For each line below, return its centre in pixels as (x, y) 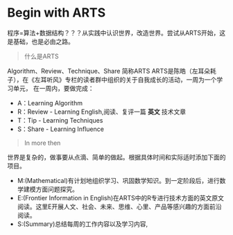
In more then (42, 143)
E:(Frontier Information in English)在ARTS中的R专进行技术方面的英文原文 (120, 198)
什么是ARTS (41, 56)
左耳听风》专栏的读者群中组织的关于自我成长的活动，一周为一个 (126, 79)
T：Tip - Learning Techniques (60, 120)
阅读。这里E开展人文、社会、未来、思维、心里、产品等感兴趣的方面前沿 (119, 207)
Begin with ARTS (57, 13)
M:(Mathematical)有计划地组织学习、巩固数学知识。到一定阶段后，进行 (118, 180)
